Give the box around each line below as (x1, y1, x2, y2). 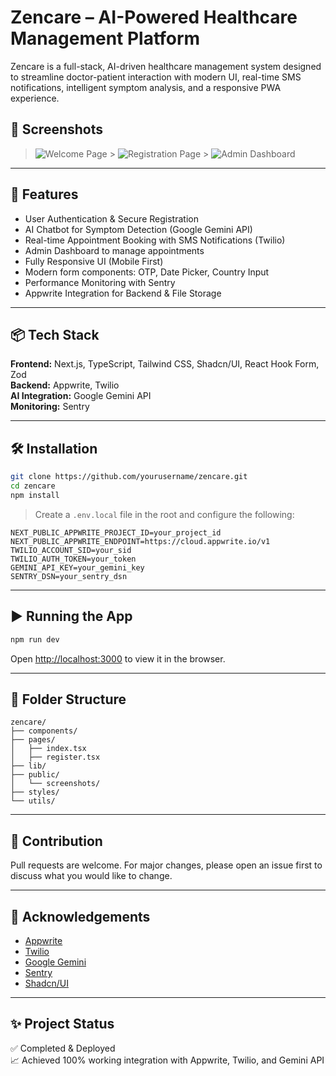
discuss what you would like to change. (10, 870, 173, 882)
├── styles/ (10, 787, 60, 798)
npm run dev (10, 634, 60, 645)
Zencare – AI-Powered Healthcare (10, 6, 298, 29)
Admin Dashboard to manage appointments (24, 244, 205, 256)
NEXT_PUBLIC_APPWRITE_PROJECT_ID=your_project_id (10, 527, 222, 538)
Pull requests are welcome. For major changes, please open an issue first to (10, 859, 323, 871)
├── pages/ (10, 735, 56, 745)
